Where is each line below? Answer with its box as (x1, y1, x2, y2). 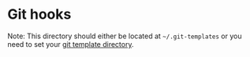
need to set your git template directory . (7, 39, 134, 48)
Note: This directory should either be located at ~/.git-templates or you (7, 31, 242, 41)
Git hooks (7, 5, 72, 23)
